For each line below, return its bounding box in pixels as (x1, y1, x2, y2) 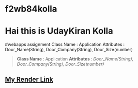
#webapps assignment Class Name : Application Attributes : (5, 42, 125, 47)
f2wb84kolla (5, 3, 57, 15)
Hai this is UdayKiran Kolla (5, 26, 113, 37)
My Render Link (5, 75, 53, 83)
